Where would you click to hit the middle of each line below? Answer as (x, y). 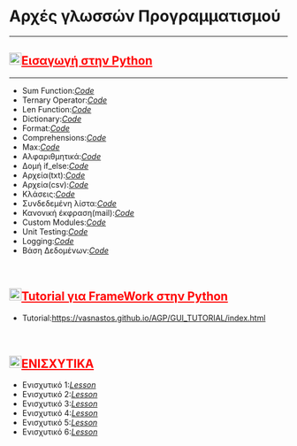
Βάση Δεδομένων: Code (65, 250)
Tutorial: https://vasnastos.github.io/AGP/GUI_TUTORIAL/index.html (144, 318)
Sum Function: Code (58, 90)
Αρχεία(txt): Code (53, 175)
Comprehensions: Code (64, 137)
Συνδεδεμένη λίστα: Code (69, 203)
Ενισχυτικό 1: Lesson (59, 385)
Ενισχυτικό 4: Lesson (60, 413)
